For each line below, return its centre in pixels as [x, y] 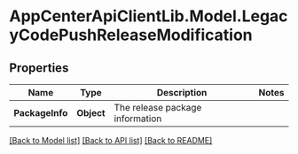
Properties [39, 68]
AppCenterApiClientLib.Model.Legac [149, 16]
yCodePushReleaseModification [131, 35]
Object [91, 113]
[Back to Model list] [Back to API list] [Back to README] [111, 140]
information [138, 119]
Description [182, 92]
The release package [158, 108]
